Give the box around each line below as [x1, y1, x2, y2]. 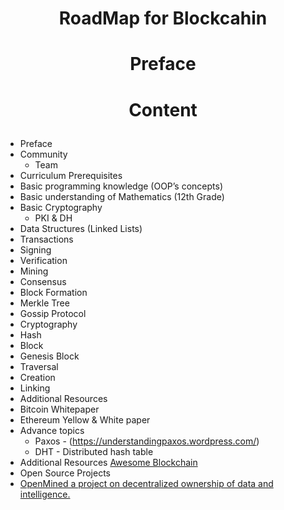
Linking [19, 382, 51, 394]
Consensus [19, 275, 67, 287]
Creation [19, 371, 56, 383]
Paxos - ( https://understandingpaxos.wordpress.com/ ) [34, 435, 260, 447]
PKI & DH [34, 212, 73, 224]
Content [128, 98, 198, 121]
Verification [19, 254, 68, 266]
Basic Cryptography [19, 201, 103, 213]
